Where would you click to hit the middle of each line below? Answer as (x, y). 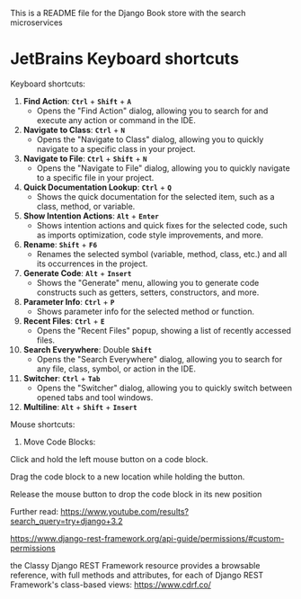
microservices (36, 22)
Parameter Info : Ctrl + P (69, 301)
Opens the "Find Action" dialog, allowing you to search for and (152, 111)
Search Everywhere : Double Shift (87, 349)
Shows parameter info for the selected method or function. (146, 311)
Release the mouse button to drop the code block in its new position (136, 494)
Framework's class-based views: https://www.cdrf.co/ (111, 585)
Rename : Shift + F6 (60, 244)
